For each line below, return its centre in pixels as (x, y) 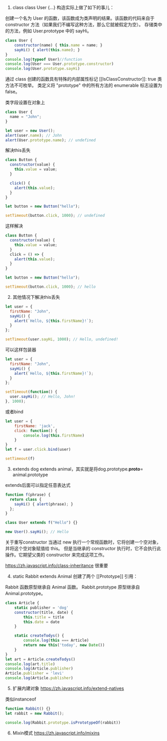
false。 (13, 92)
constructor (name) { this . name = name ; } (58, 45)
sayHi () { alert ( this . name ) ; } (47, 50)
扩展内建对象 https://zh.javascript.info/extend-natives (68, 688)
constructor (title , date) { (44, 612)
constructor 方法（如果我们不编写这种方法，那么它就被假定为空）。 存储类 (81, 25)
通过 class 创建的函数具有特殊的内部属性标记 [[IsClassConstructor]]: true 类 (84, 79)
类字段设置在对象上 (25, 102)
